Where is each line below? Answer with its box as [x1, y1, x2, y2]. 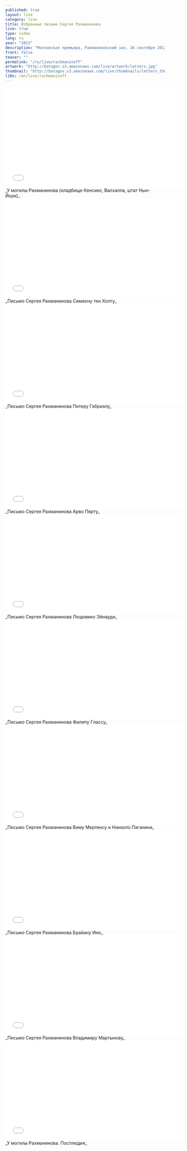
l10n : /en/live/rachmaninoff [5, 74, 67, 79]
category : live [5, 17, 38, 22]
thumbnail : [5, 69, 28, 74]
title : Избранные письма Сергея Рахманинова [5, 21, 101, 27]
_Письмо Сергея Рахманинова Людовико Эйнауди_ [5, 613, 118, 619]
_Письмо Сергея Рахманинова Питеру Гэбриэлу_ [5, 403, 112, 409]
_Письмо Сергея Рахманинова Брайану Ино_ [5, 929, 103, 935]
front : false [5, 50, 33, 55]
